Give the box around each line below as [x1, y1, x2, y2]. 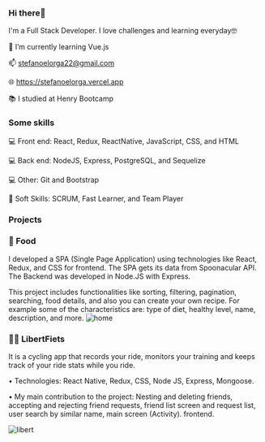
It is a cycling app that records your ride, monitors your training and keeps [8, 352, 255, 362]
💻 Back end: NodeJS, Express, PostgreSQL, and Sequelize [8, 155, 206, 165]
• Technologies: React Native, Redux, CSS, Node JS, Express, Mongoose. [8, 376, 254, 386]
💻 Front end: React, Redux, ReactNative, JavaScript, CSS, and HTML [8, 136, 239, 145]
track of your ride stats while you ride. [8, 361, 135, 370]
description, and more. [8, 313, 84, 323]
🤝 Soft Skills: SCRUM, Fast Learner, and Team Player [8, 193, 184, 203]
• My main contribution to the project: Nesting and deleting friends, [8, 392, 233, 401]
